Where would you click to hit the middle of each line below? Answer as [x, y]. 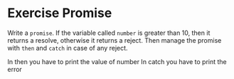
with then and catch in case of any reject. [68, 48]
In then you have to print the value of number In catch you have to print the [117, 61]
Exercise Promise [60, 13]
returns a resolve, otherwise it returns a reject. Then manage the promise [115, 40]
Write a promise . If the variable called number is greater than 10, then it [109, 33]
